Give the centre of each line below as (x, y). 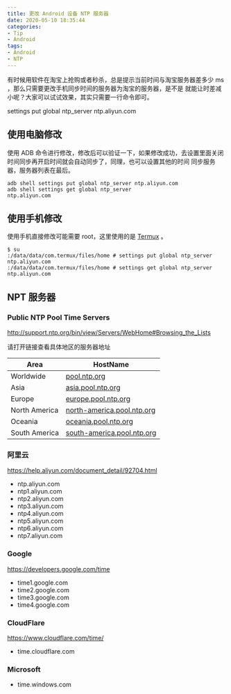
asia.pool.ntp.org (93, 388)
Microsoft (24, 669)
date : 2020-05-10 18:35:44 (46, 20)
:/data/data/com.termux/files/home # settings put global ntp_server (110, 256)
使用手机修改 (35, 218)
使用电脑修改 (35, 135)
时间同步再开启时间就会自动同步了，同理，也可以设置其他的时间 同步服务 (111, 161)
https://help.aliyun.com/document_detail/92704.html (82, 471)
